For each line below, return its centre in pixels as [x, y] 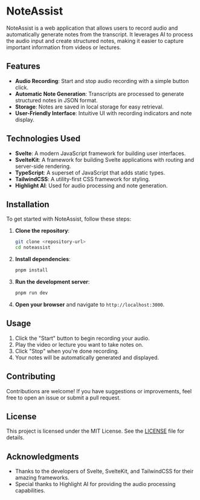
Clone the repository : [42, 231]
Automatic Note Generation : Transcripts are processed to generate [99, 94]
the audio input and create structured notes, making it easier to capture [95, 41]
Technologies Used [43, 138]
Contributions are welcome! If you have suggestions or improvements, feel [99, 391]
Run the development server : [52, 282]
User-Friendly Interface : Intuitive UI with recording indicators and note [103, 113]
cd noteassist [33, 248]
